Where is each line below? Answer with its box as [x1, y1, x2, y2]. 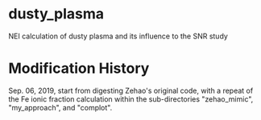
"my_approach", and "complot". [8, 102, 113, 112]
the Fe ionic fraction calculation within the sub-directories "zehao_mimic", [8, 94, 254, 104]
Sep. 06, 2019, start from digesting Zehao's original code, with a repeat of [8, 86, 254, 95]
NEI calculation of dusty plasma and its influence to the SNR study [8, 31, 228, 41]
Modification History [8, 59, 150, 78]
